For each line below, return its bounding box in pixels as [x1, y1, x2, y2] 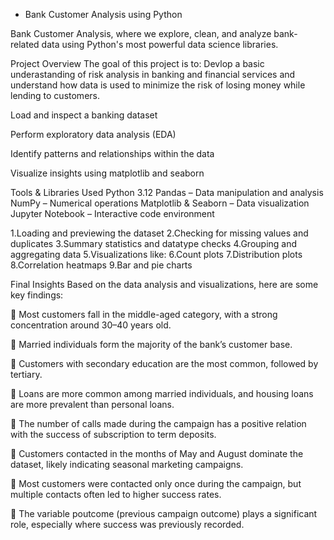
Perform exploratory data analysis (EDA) [10, 129, 177, 140]
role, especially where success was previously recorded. [10, 519, 245, 530]
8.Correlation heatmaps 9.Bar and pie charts [10, 259, 193, 271]
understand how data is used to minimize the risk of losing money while [10, 79, 306, 91]
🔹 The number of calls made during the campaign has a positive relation [10, 418, 307, 429]
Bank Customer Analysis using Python [24, 9, 183, 20]
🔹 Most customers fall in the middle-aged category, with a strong [10, 309, 278, 320]
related [10, 39, 40, 50]
